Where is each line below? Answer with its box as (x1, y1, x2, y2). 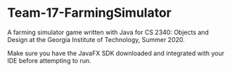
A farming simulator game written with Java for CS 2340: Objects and (7, 28, 210, 36)
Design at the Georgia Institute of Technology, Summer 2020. (7, 35, 185, 43)
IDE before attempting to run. (7, 56, 91, 64)
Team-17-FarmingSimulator (7, 5, 172, 21)
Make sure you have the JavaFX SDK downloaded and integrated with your (7, 49, 225, 57)
